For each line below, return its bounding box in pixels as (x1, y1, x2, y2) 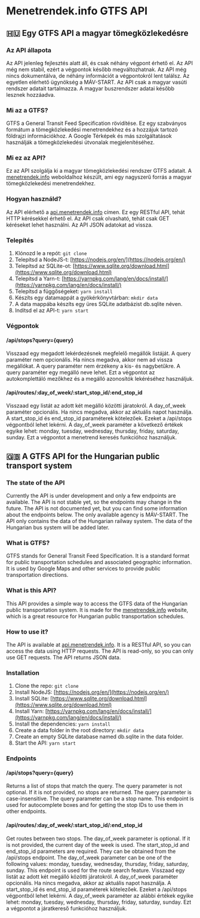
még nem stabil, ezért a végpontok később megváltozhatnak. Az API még (6, 66, 187, 73)
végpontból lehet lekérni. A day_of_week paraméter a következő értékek (6, 421, 183, 429)
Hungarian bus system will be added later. (6, 524, 110, 531)
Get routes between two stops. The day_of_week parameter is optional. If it (6, 835, 190, 842)
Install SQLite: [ (14, 695, 53, 702)
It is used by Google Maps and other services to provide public (6, 565, 161, 572)
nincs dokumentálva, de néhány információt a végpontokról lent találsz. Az (6, 72, 190, 79)
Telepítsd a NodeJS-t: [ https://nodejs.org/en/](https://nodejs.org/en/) (14, 256, 186, 264)
